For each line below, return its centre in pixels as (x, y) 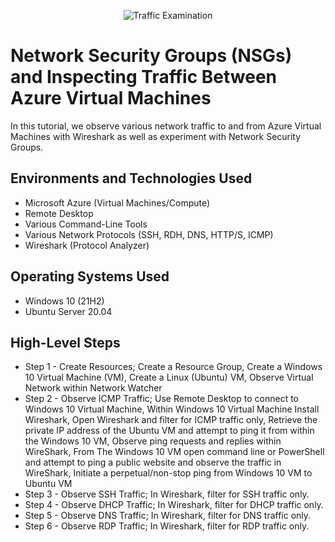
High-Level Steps (65, 342)
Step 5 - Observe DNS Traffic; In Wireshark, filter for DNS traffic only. (168, 516)
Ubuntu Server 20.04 (68, 311)
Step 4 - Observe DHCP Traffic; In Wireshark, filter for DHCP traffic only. (174, 505)
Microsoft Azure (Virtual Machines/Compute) (117, 202)
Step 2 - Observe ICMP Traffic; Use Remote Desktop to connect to (162, 399)
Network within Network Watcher (93, 388)
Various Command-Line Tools (86, 224)
